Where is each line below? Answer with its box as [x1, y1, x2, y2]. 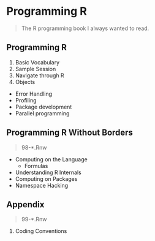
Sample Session [15, 65, 56, 72]
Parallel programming [15, 109, 70, 117]
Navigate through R [15, 72, 64, 79]
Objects [15, 78, 36, 85]
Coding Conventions [15, 228, 67, 235]
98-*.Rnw [21, 143, 47, 151]
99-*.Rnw [21, 216, 47, 223]
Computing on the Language [15, 155, 88, 163]
